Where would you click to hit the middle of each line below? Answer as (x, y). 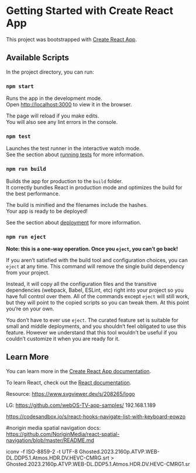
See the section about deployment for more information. (74, 222)
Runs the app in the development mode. (54, 98)
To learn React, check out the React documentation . (69, 382)
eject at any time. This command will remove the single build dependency (95, 266)
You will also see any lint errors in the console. (62, 122)
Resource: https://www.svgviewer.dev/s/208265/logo (71, 393)
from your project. (28, 272)
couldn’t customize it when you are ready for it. (63, 339)
